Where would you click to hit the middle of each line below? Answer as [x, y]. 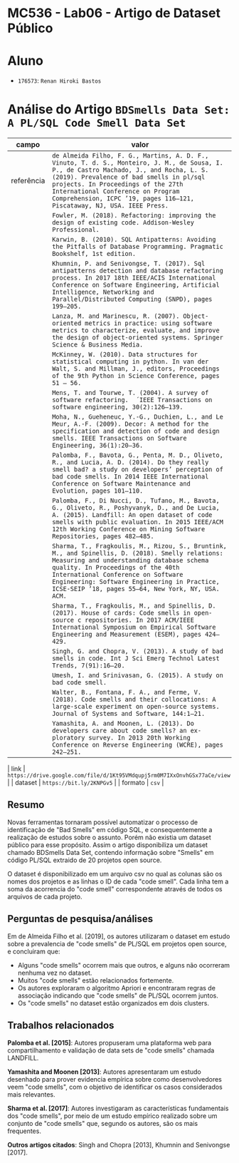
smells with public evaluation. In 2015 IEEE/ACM [138, 522]
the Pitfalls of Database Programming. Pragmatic [138, 247]
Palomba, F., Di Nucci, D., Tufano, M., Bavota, [136, 501]
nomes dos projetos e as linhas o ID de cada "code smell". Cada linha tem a [118, 881]
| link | [16, 769]
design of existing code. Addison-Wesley [123, 223]
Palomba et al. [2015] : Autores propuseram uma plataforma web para [110, 1042]
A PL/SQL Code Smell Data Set [97, 123]
